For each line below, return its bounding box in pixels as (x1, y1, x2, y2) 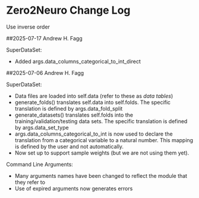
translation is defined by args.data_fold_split (14, 105, 123, 112)
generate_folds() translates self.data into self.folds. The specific (14, 99, 171, 106)
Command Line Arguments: (6, 161, 73, 168)
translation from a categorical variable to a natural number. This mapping (14, 136, 194, 143)
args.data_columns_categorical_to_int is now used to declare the (14, 130, 173, 137)
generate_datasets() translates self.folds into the (14, 111, 134, 118)
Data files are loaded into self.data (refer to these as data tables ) (14, 92, 173, 99)
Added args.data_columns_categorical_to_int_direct (14, 58, 141, 65)
